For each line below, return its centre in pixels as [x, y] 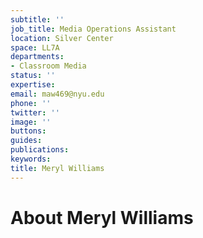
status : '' [33, 76]
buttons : [28, 131]
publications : [40, 150]
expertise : [33, 85]
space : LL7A [35, 47]
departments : [37, 57]
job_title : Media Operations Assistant [93, 29]
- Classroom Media [48, 66]
